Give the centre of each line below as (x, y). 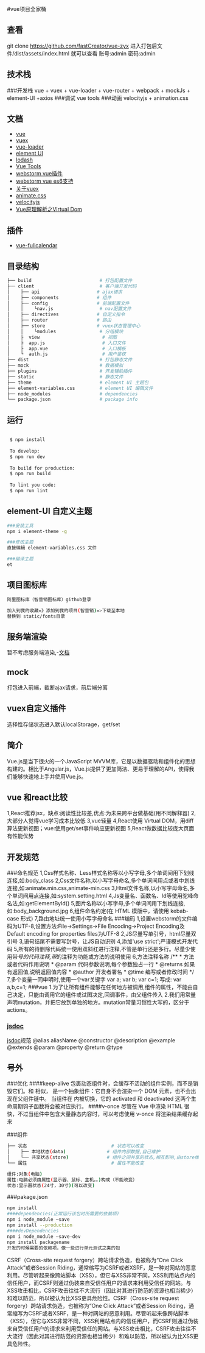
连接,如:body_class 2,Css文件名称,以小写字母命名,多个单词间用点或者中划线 (101, 881)
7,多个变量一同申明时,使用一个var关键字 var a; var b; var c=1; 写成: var (94, 980)
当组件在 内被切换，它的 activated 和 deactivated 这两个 (121, 1099)
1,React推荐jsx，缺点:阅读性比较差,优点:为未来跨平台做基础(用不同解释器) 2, (102, 813)
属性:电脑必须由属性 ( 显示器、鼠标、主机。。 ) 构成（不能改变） (72, 1180)
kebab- (180, 911)
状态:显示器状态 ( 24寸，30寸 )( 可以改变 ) (51, 1185)
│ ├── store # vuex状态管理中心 (74, 326)
